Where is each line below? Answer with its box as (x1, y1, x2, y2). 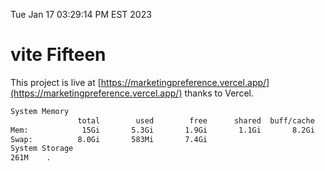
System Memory (10, 106, 70, 116)
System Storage (10, 144, 74, 154)
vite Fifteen (10, 44, 107, 66)
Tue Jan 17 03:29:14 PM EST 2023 (10, 9, 152, 20)
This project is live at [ (10, 76, 102, 88)
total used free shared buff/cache (77, 115, 315, 126)
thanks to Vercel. (184, 87, 254, 99)
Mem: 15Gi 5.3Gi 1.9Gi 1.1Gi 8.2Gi (10, 125, 315, 135)
